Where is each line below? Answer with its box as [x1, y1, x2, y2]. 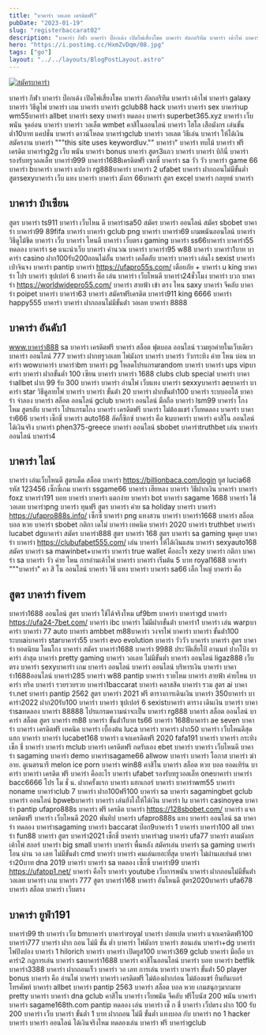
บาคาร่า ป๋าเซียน [9, 197, 69, 210]
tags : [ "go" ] [9, 48, 52, 56]
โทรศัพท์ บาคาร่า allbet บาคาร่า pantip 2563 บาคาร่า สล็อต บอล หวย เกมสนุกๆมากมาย [9, 982, 242, 992]
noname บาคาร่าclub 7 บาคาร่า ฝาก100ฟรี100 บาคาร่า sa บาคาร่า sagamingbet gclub [9, 787, 253, 796]
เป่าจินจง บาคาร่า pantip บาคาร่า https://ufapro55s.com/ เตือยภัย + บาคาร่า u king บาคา [9, 262, 257, 271]
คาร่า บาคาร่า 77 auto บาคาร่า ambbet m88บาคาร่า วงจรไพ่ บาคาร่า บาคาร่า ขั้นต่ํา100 [9, 626, 239, 636]
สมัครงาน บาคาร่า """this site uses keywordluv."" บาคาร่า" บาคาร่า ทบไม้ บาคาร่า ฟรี [9, 138, 244, 147]
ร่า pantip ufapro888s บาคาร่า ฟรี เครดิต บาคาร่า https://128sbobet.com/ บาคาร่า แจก [9, 804, 256, 814]
